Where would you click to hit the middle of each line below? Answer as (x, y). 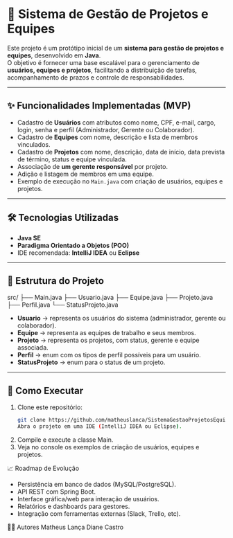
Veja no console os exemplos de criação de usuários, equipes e (108, 447)
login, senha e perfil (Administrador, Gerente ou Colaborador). (106, 129)
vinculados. (34, 144)
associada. (33, 348)
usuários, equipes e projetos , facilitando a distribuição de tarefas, (102, 70)
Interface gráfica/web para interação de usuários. (88, 499)
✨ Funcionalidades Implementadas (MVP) (99, 106)
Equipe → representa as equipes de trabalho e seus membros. (106, 333)
